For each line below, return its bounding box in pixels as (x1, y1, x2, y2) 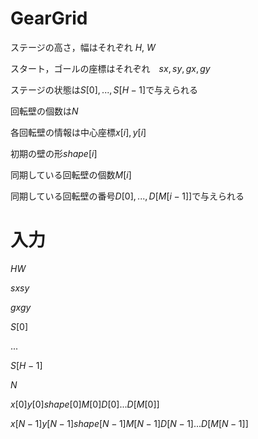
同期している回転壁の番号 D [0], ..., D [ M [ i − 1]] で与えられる (10, 190, 245, 202)
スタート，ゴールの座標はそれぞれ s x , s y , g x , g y (10, 62, 211, 74)
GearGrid (10, 7, 88, 30)
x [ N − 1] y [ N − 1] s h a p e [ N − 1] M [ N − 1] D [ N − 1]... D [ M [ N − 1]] (10, 417, 249, 429)
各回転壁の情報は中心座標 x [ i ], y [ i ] (10, 126, 147, 138)
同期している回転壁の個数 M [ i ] (10, 168, 132, 181)
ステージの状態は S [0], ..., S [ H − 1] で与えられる (10, 83, 199, 96)
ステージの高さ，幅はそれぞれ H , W (10, 41, 156, 53)
